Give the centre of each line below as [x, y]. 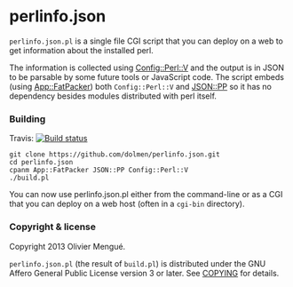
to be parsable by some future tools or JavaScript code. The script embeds [146, 76]
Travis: [21, 139]
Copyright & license [52, 227]
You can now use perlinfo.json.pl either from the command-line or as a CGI [146, 195]
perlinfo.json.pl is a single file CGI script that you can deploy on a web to [146, 41]
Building [28, 119]
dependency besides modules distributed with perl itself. [113, 96]
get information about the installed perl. [81, 50]
